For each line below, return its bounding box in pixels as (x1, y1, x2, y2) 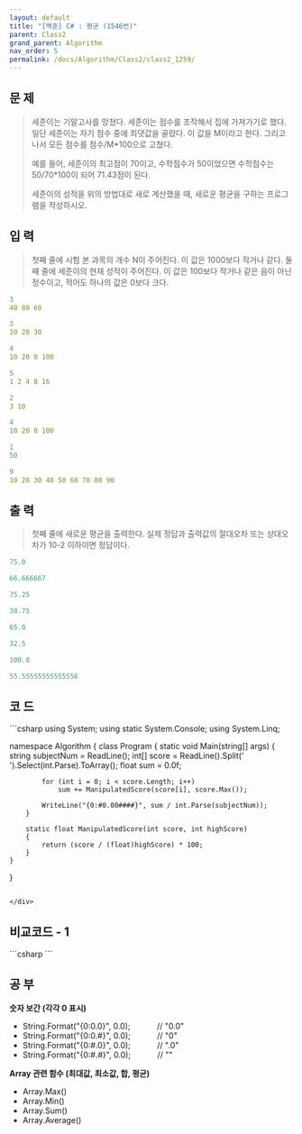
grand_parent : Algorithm (9, 38, 103, 48)
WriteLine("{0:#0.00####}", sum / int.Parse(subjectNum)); (41, 801, 269, 810)
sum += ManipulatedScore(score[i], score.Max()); (57, 785, 248, 794)
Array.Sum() (22, 1105, 68, 1116)
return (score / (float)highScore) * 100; (41, 840, 204, 850)
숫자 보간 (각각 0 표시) (9, 1002, 87, 1013)
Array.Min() (22, 1095, 65, 1106)
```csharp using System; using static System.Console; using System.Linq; (9, 723, 281, 735)
